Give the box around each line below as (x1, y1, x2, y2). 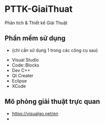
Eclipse (11, 78, 27, 83)
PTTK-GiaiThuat (4, 3, 73, 15)
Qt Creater (11, 73, 34, 79)
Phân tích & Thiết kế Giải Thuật (4, 20, 68, 26)
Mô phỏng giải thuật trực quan (4, 97, 100, 106)
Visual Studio (11, 57, 39, 63)
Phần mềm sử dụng (4, 34, 65, 42)
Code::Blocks (11, 62, 40, 68)
